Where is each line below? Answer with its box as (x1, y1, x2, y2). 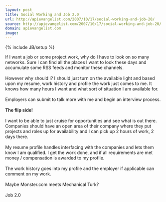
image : (5, 30, 19, 35)
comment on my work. (5, 171, 51, 176)
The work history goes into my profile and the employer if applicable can (5, 165, 155, 171)
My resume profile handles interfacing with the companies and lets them (5, 144, 154, 150)
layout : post (5, 7, 32, 12)
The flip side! (5, 107, 33, 113)
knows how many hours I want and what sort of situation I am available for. (5, 86, 159, 91)
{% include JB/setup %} (5, 44, 55, 50)
